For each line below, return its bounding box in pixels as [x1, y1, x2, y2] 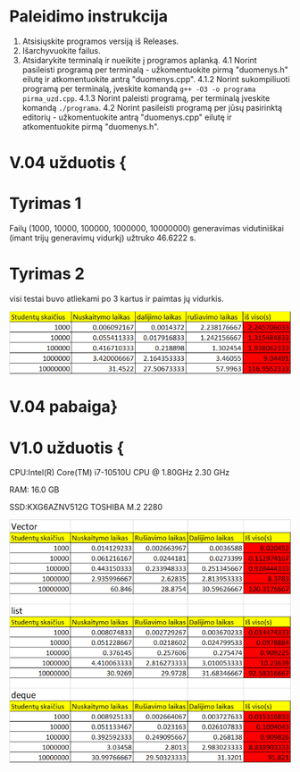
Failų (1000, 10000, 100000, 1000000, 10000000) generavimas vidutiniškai [9, 223, 284, 234]
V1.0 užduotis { [9, 438, 125, 457]
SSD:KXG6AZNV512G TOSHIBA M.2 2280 [9, 502, 163, 513]
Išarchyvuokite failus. [21, 45, 101, 55]
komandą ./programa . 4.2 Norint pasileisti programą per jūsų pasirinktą [21, 102, 283, 113]
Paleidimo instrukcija [9, 6, 168, 27]
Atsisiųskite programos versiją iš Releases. [21, 36, 179, 46]
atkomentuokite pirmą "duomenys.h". [21, 121, 160, 131]
